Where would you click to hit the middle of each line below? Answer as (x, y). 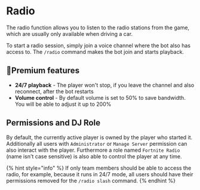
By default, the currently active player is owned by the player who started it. (99, 137)
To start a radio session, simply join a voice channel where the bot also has (99, 45)
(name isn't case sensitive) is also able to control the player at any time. (94, 156)
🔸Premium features (43, 71)
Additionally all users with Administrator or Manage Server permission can (97, 143)
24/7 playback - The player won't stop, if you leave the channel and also (104, 85)
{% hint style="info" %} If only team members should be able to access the (99, 168)
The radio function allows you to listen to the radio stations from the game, (98, 27)
